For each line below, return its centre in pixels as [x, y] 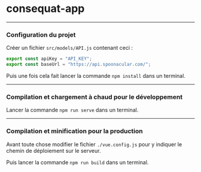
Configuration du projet [41, 35]
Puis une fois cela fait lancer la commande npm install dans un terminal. [96, 76]
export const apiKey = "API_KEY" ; [49, 59]
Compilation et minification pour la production [74, 131]
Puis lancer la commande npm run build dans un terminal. [77, 162]
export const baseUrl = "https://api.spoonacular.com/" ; [79, 65]
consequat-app [45, 9]
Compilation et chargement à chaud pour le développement [95, 96]
